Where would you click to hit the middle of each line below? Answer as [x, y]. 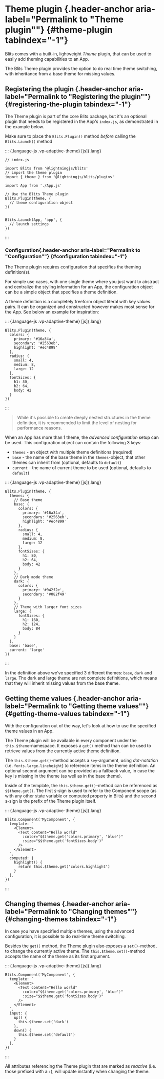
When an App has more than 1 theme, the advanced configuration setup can [82, 437]
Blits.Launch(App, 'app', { [34, 220]
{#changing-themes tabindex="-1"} [61, 919]
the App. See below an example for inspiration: [52, 312]
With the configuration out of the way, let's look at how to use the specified [81, 725]
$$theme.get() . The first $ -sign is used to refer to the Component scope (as [81, 791]
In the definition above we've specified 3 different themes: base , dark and [79, 673]
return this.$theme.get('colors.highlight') [64, 866]
